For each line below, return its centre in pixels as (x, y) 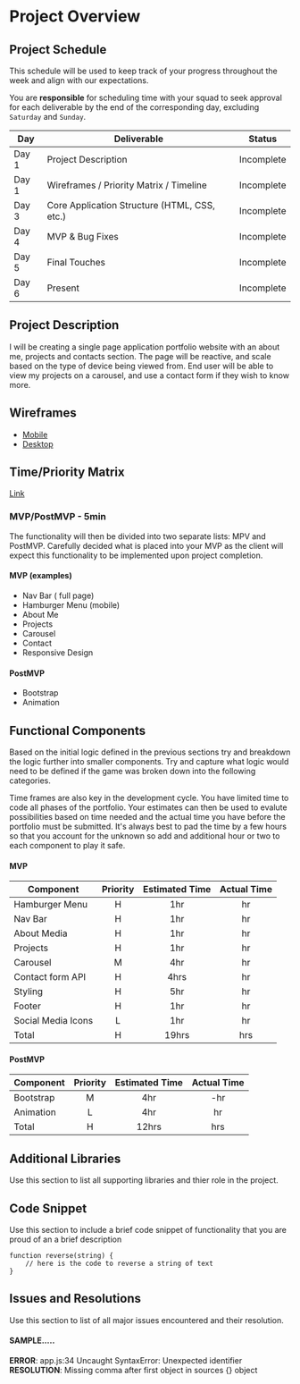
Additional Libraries (65, 1158)
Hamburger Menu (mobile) (71, 604)
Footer (28, 1006)
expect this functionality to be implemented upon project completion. (136, 555)
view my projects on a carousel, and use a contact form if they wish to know (150, 375)
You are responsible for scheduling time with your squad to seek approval (146, 97)
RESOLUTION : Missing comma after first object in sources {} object (133, 1370)
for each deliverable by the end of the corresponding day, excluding (134, 107)
